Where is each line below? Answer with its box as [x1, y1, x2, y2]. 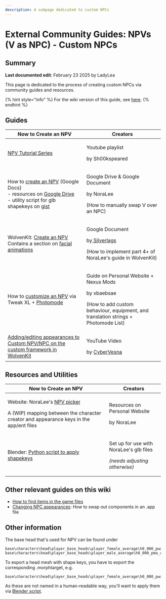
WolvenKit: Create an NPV [7, 234, 68, 241]
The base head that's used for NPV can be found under [5, 537, 118, 542]
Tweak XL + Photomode [7, 299, 63, 306]
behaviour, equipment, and [86, 307, 149, 314]
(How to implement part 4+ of [86, 248, 156, 255]
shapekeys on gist [7, 203, 50, 210]
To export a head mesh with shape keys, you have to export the [5, 559, 134, 565]
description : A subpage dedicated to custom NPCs [5, 7, 110, 12]
